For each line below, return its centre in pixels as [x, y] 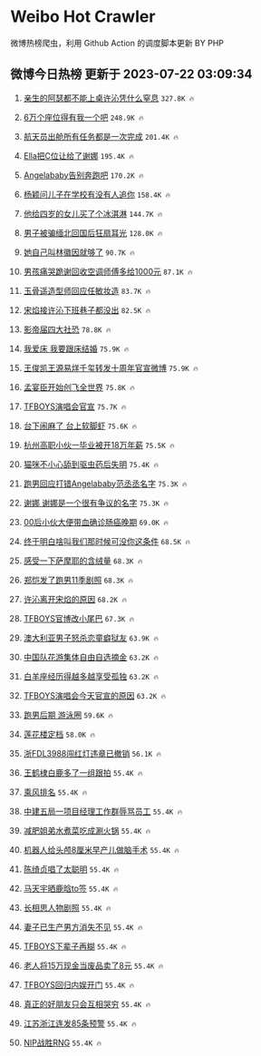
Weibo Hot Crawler [83, 17]
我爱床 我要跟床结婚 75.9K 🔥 [76, 348]
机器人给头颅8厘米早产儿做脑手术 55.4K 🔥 [101, 849]
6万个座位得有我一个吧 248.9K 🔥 [83, 117]
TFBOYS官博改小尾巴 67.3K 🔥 [79, 618]
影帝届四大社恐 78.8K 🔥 [67, 329]
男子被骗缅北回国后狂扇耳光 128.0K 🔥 [93, 232]
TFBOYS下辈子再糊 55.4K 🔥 [75, 946]
